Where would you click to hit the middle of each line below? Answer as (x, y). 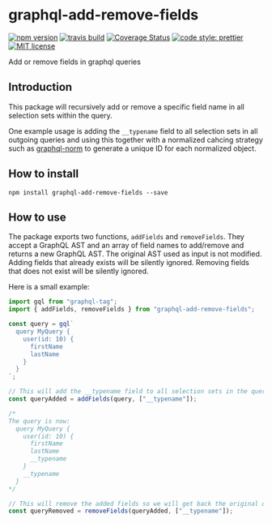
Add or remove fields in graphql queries (75, 62)
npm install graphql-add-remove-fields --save (88, 192)
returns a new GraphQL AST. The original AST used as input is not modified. (135, 254)
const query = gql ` (41, 324)
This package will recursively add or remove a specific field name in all (126, 106)
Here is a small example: (49, 287)
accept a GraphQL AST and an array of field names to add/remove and (126, 246)
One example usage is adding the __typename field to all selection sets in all (133, 131)
